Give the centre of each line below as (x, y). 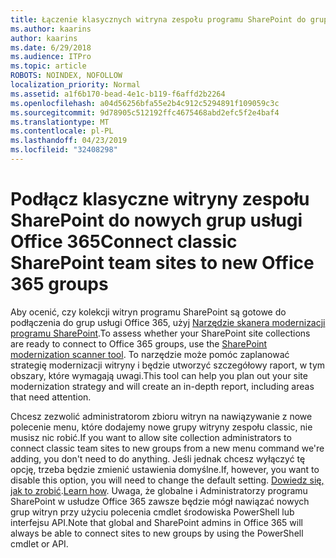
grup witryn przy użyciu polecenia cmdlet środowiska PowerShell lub (152, 512)
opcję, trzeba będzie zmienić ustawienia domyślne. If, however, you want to (165, 469)
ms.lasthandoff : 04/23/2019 (69, 141)
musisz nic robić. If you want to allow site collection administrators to (151, 437)
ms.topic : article (48, 66)
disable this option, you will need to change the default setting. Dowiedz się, (167, 480)
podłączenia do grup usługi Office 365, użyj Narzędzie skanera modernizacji (168, 322)
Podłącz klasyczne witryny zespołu (160, 199)
